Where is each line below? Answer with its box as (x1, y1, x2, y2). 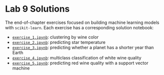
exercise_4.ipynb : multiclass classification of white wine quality (12, 55, 141, 60)
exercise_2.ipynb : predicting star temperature (12, 39, 106, 45)
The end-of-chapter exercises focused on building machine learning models (5, 19, 160, 25)
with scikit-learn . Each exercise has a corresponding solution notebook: (5, 24, 154, 30)
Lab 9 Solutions (5, 3, 70, 15)
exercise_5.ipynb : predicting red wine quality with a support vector (12, 60, 149, 66)
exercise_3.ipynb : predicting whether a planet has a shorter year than (12, 44, 154, 50)
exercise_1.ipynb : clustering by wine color (12, 34, 99, 40)
